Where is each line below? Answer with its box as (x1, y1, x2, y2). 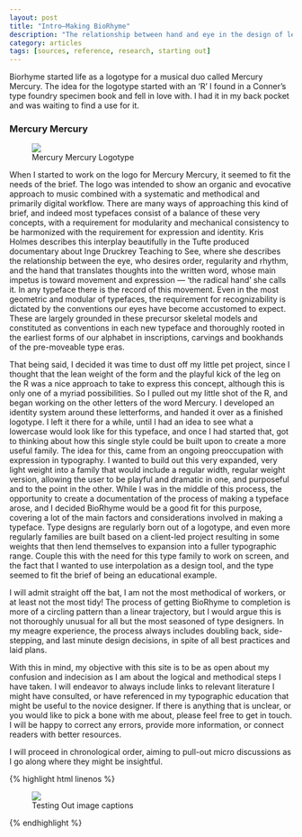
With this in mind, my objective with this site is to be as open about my (9, 662, 270, 673)
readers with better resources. (9, 729, 122, 740)
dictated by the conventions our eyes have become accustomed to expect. (9, 304, 286, 314)
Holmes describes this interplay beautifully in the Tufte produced (9, 236, 250, 248)
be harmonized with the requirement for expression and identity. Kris (9, 227, 264, 238)
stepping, (9, 635, 45, 646)
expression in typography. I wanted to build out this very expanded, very (9, 455, 278, 466)
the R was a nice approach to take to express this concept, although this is (9, 378, 285, 389)
